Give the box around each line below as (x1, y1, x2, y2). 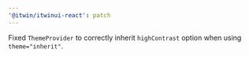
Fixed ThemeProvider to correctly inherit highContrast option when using (8, 33, 242, 42)
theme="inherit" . (8, 41, 64, 51)
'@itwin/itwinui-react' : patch (8, 11, 111, 20)
